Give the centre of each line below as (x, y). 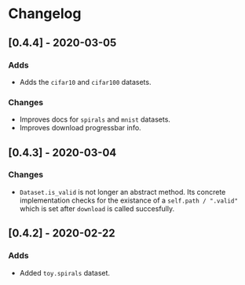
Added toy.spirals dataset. (65, 272)
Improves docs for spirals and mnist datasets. (95, 119)
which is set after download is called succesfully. (97, 208)
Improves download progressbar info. (80, 128)
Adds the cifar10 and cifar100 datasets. (85, 82)
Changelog (45, 14)
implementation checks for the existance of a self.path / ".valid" (128, 200)
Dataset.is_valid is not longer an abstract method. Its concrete (122, 192)
